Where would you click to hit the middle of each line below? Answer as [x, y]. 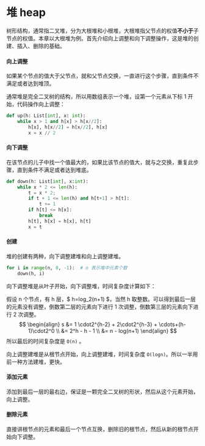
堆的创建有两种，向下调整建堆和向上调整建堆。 [65, 256]
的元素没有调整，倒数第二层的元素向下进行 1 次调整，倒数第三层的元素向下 [100, 307]
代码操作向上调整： [41, 104]
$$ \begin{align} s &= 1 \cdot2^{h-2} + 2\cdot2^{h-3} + [88, 324]
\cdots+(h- [172, 324]
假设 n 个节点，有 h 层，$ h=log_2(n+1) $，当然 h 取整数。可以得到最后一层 [101, 299]
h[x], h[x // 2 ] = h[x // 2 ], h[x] [68, 127]
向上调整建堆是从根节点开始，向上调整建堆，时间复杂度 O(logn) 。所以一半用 [102, 354]
